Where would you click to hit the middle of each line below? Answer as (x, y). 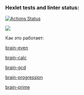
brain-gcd (16, 68)
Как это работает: (25, 38)
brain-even (17, 48)
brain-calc (16, 58)
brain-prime (18, 87)
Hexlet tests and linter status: (42, 8)
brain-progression (24, 77)
